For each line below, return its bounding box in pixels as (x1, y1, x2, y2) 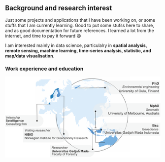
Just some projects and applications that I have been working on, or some (5, 17, 156, 23)
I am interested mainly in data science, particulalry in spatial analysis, (5, 42, 147, 48)
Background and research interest (5, 4, 112, 12)
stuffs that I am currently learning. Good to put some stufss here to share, (5, 22, 154, 28)
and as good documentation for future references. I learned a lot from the (5, 27, 154, 34)
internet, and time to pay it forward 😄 (5, 33, 81, 39)
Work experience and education (5, 65, 84, 72)
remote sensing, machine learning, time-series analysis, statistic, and (5, 47, 151, 53)
